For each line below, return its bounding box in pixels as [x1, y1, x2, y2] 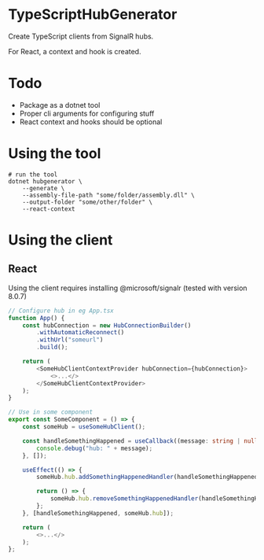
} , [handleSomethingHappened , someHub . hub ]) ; [22, 509, 174, 517]
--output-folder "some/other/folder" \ [22, 198, 153, 206]
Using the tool [8, 145, 101, 163]
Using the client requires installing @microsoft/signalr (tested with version [8, 283, 247, 293]
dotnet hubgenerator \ [8, 177, 82, 186]
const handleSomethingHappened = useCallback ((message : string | [22, 437, 241, 445]
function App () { [8, 314, 65, 322]
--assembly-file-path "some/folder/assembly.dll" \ [22, 191, 195, 199]
